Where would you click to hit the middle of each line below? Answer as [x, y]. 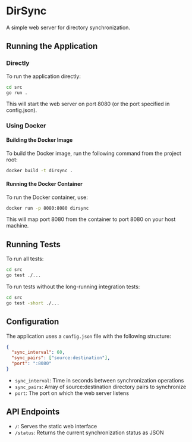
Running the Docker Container [45, 183]
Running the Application [52, 46]
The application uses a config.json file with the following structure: [89, 336]
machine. [18, 226]
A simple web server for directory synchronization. [68, 27]
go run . [17, 93]
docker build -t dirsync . [40, 170]
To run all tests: [25, 259]
